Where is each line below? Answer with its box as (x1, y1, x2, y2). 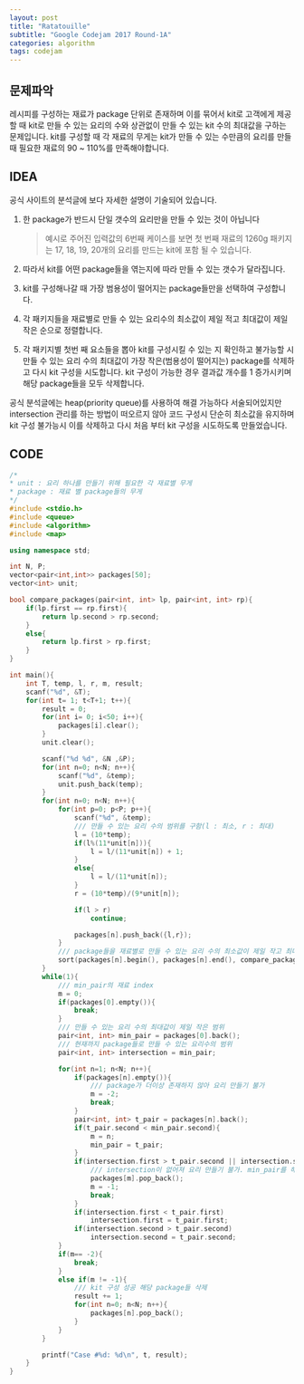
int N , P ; (9, 562, 47, 572)
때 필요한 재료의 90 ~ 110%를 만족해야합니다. (9, 142, 169, 153)
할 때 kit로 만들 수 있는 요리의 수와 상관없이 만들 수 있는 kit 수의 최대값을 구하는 (9, 120, 287, 130)
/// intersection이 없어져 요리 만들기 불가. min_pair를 (90, 1166, 287, 1175)
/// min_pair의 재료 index (57, 980, 154, 990)
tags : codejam (9, 47, 63, 56)
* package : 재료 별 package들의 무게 (9, 487, 143, 496)
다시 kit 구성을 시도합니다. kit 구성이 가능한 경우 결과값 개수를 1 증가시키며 (32, 366, 292, 377)
